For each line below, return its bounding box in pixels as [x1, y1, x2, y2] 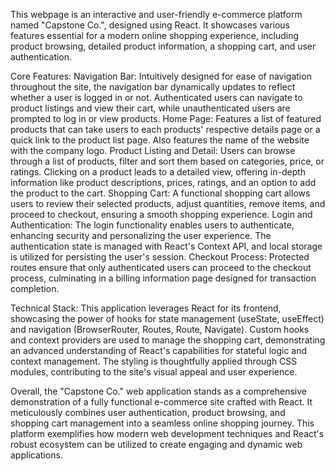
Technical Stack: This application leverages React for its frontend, [10, 302, 282, 314]
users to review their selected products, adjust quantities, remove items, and [10, 198, 326, 209]
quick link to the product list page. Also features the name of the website [10, 134, 310, 146]
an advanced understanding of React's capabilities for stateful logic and [10, 345, 308, 356]
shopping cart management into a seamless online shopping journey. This [10, 417, 315, 429]
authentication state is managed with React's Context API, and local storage [10, 240, 323, 252]
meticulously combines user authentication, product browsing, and [10, 407, 286, 418]
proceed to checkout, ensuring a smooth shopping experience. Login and [10, 209, 313, 220]
